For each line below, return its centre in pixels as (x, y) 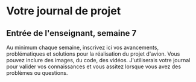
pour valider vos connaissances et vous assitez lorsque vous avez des (94, 66)
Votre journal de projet (64, 11)
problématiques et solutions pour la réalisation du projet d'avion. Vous (93, 54)
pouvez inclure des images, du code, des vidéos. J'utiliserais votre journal (98, 60)
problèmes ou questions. (37, 73)
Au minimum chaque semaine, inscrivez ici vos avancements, (82, 47)
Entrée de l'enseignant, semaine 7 (71, 33)
